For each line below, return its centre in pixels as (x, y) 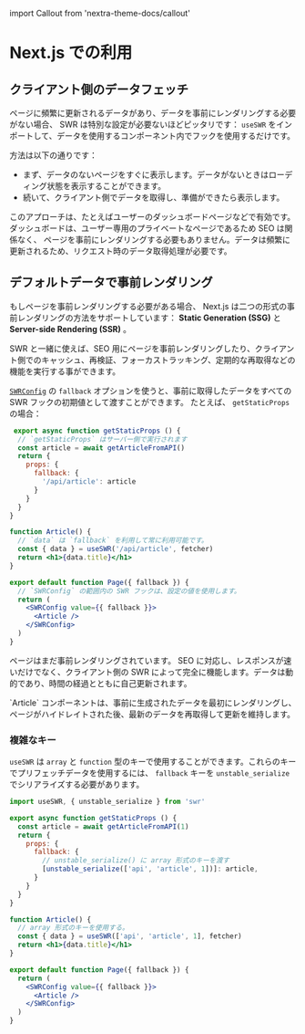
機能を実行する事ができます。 (65, 371)
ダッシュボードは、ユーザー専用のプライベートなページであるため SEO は (147, 228)
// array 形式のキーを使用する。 (73, 928)
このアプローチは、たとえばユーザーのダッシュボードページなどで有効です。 (152, 217)
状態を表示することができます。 (107, 186)
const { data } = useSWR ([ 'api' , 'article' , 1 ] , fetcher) (130, 936)
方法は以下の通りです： (53, 155)
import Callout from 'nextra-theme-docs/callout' (100, 13)
